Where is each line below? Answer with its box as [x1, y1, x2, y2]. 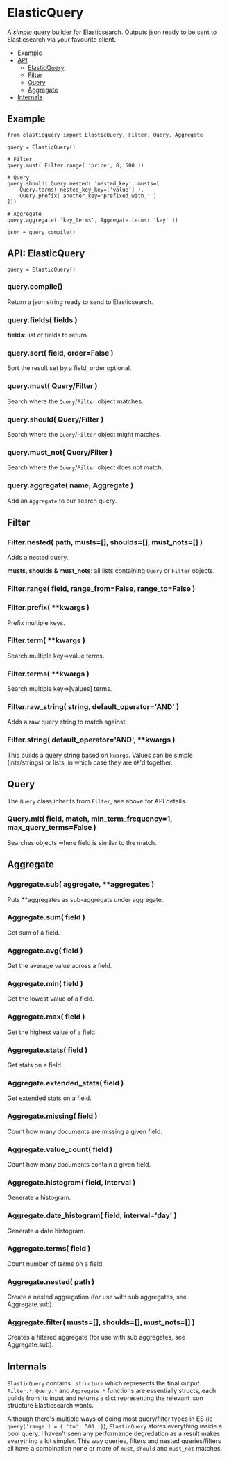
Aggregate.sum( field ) [7, 912, 85, 922]
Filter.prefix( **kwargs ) [7, 603, 90, 612]
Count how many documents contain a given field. [7, 1160, 151, 1168]
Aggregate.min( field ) [7, 979, 83, 989]
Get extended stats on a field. [7, 1094, 92, 1102]
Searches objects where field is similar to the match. [7, 838, 158, 847]
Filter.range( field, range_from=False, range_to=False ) [7, 584, 196, 594]
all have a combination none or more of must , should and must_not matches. [7, 1444, 223, 1453]
